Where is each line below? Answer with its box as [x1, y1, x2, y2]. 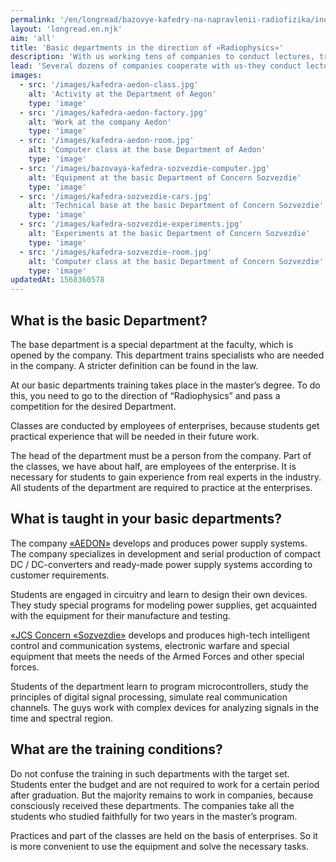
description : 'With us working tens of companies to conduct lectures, [10, 52, 315, 62]
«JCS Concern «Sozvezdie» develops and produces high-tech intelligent [10, 629, 311, 641]
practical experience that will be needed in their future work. [10, 430, 260, 442]
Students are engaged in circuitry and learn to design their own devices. [10, 588, 308, 600]
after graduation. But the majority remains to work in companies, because [10, 789, 314, 801]
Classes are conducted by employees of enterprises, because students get [10, 419, 320, 431]
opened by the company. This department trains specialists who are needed [10, 349, 325, 361]
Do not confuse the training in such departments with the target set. [10, 767, 290, 780]
